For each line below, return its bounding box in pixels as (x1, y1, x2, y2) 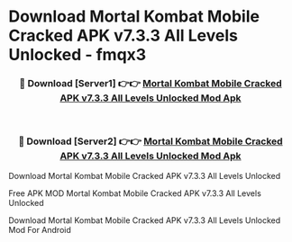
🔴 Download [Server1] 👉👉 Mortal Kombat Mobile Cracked (19, 77, 282, 90)
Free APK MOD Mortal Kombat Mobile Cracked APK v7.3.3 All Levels (8, 187, 262, 199)
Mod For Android (8, 224, 71, 235)
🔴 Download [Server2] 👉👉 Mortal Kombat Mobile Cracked (18, 135, 283, 148)
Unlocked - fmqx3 (8, 45, 147, 65)
